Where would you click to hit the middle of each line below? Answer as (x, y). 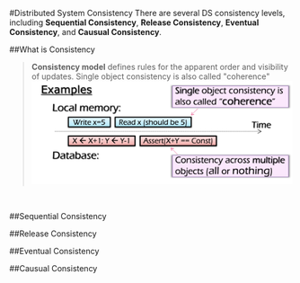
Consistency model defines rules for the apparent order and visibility (160, 67)
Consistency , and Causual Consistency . (85, 32)
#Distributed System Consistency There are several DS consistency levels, (147, 13)
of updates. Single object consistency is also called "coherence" (150, 76)
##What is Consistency (53, 49)
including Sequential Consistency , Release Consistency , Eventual (134, 22)
